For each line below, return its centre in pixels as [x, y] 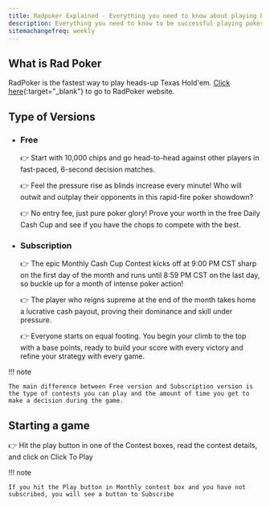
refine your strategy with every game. [82, 356]
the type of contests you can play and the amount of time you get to [129, 394]
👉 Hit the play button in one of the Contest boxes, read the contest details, [133, 445]
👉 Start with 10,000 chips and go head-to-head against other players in [139, 157]
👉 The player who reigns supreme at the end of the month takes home [138, 300]
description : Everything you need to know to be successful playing [125, 23]
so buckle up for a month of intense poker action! [101, 284]
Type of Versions [52, 116]
